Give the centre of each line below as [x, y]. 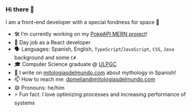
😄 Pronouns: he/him [39, 88]
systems [24, 103]
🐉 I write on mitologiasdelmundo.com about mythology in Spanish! [95, 73]
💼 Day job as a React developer [52, 42]
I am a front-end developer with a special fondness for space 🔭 [83, 22]
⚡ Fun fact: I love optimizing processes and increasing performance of [100, 94]
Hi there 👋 [20, 9]
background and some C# [45, 58]
